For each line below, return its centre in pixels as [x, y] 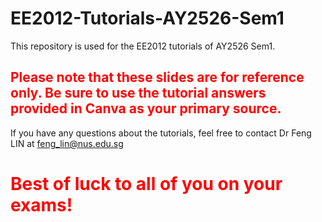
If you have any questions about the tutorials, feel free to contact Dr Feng [161, 133]
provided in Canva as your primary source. [146, 108]
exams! [41, 204]
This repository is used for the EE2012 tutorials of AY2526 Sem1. [143, 46]
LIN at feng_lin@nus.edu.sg [67, 143]
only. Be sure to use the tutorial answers [138, 93]
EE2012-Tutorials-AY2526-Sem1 [147, 18]
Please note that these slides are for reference [157, 77]
